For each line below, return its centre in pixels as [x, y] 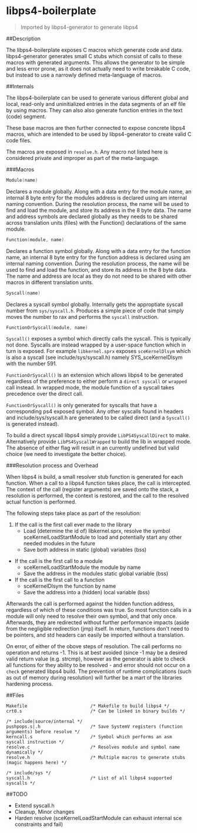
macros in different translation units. [50, 282]
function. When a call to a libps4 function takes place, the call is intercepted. [99, 483]
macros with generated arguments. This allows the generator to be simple [96, 62]
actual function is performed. [41, 502]
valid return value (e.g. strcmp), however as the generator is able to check [96, 659]
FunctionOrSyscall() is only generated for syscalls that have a [81, 405]
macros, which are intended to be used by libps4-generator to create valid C [99, 134]
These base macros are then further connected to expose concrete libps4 [96, 128]
